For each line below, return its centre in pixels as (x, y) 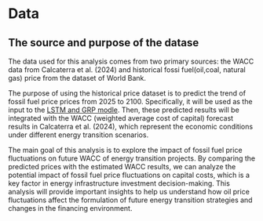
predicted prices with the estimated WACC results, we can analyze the (122, 167)
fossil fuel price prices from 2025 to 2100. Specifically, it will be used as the (130, 101)
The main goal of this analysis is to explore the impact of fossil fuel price (125, 150)
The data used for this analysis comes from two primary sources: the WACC (131, 61)
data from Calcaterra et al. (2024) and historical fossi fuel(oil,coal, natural (127, 70)
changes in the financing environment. (70, 208)
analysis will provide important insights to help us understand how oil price (129, 192)
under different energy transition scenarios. (79, 135)
